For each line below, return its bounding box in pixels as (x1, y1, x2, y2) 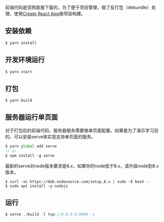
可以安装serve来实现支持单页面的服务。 (13, 134, 96, 140)
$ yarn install (5, 40, 37, 45)
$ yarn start (5, 69, 32, 74)
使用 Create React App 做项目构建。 (13, 11, 86, 17)
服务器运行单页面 (5, 113, 58, 122)
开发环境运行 (5, 56, 45, 64)
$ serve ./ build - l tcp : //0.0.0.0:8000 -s (5, 212, 95, 217)
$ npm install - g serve (5, 153, 55, 158)
